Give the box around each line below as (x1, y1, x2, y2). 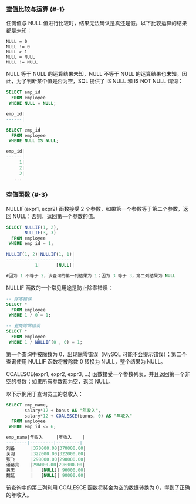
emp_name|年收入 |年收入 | (6, 435, 85, 441)
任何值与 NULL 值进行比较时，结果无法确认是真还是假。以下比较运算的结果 (6, 19, 187, 27)
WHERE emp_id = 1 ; (8, 241, 54, 247)
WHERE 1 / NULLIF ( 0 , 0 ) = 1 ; (8, 339, 83, 345)
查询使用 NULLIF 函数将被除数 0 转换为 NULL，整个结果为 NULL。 (6, 358, 166, 365)
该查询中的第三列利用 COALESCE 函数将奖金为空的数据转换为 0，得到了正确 (6, 484, 190, 491)
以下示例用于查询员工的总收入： (6, 390, 83, 397)
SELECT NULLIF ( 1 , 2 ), (6, 224, 59, 230)
